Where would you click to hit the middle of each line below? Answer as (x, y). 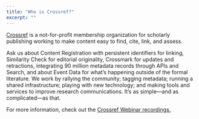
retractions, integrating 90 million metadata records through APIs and (93, 66)
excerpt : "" (21, 18)
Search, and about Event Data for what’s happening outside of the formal (97, 72)
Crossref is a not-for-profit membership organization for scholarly (88, 34)
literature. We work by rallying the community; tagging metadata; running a (100, 79)
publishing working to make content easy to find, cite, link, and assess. (94, 41)
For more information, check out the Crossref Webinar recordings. (89, 109)
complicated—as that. (34, 98)
